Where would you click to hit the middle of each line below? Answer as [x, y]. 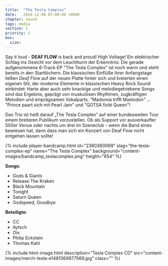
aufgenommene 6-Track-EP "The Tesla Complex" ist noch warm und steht [82, 67]
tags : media [18, 24]
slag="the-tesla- [134, 146]
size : [16, 43]
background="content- [117, 151]
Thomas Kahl [26, 243]
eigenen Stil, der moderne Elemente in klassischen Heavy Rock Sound [78, 83]
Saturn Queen [27, 197]
